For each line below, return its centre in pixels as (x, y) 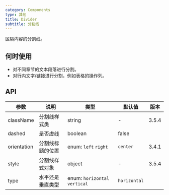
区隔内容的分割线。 (25, 39)
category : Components (28, 10)
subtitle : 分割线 (22, 24)
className (21, 120)
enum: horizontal (88, 178)
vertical (78, 184)
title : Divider (21, 19)
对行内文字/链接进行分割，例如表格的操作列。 (60, 76)
